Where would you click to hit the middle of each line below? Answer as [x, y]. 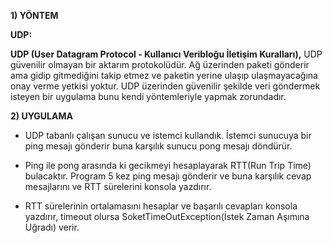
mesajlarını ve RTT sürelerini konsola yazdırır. [118, 186]
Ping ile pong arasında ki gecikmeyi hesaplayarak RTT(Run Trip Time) [168, 165]
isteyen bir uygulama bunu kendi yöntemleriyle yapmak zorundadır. [148, 96]
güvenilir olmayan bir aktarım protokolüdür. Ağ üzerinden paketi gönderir [160, 64]
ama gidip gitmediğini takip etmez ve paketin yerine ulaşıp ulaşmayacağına [164, 75]
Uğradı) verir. [52, 227]
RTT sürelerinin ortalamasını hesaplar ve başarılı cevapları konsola [161, 206]
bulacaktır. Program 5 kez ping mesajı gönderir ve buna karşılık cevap [168, 176]
